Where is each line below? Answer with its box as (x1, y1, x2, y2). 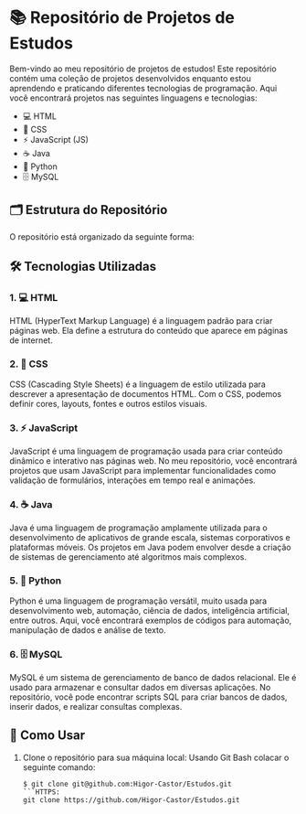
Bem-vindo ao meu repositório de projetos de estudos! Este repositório (9, 63, 277, 74)
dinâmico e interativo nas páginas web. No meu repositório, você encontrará (9, 455, 298, 466)
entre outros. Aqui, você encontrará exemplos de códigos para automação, (9, 615, 292, 626)
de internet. (9, 335, 53, 346)
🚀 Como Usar (9, 728, 86, 744)
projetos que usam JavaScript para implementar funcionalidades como (9, 466, 277, 477)
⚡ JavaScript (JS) (22, 134, 90, 145)
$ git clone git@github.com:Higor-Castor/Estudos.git (22, 779, 232, 788)
